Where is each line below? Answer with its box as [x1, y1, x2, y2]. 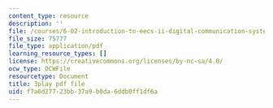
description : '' [8, 19, 63, 28]
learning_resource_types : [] [8, 50, 107, 58]
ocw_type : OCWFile [8, 65, 71, 73]
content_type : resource [8, 11, 89, 20]
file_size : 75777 [8, 34, 67, 43]
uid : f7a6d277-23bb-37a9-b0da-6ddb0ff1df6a [8, 87, 158, 96]
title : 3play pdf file [8, 80, 85, 88]
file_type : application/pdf [8, 42, 104, 50]
